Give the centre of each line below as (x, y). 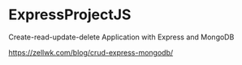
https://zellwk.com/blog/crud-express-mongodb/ (91, 52)
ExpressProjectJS (70, 15)
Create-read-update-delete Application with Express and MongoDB (121, 37)
